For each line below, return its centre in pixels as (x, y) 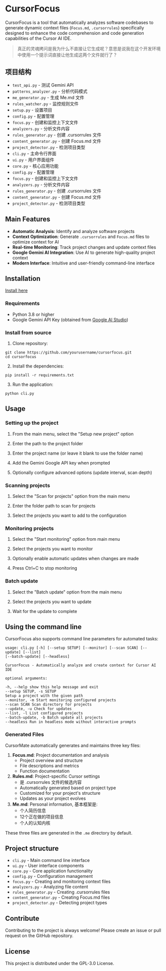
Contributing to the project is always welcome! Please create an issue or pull (83, 930)
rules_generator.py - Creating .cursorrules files (61, 892)
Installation (23, 279)
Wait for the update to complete (45, 611)
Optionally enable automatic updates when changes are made (76, 559)
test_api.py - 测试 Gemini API (43, 85)
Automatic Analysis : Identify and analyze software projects (73, 231)
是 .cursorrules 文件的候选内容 (51, 782)
